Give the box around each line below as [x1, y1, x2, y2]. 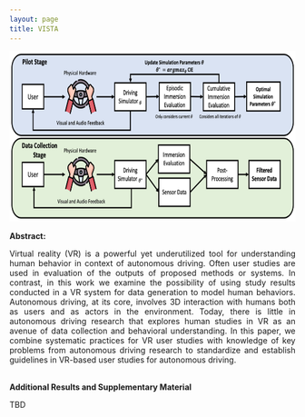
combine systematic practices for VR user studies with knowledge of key [9, 334, 296, 345]
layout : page [9, 15, 59, 24]
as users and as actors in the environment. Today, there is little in [9, 305, 296, 317]
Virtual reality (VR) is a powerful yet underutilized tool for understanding [9, 248, 296, 259]
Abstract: [9, 230, 46, 241]
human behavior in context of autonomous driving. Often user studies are [9, 257, 296, 268]
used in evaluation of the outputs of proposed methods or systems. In [9, 267, 296, 278]
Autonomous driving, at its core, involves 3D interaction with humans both [9, 296, 296, 307]
